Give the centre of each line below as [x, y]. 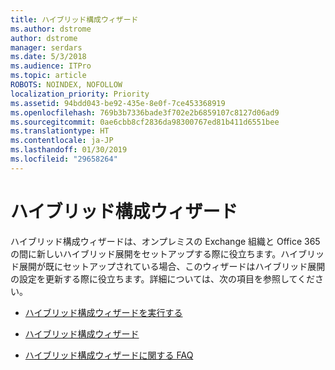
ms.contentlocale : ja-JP [62, 141]
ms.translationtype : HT [60, 131]
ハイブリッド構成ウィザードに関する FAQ [109, 355]
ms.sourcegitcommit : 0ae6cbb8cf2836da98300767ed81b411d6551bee [145, 122]
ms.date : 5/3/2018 [48, 57]
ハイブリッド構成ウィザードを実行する [103, 312]
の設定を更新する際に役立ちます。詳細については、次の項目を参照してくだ [163, 278]
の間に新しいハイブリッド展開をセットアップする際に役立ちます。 [146, 253]
